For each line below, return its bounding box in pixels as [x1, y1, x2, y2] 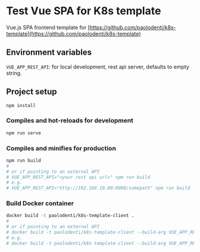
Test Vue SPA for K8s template [6, 4, 161, 18]
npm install [6, 102, 36, 108]
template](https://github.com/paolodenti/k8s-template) [6, 30, 141, 37]
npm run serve [6, 130, 42, 136]
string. [6, 70, 22, 77]
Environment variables [6, 48, 92, 58]
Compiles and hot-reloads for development [6, 116, 134, 125]
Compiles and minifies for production [6, 144, 116, 152]
